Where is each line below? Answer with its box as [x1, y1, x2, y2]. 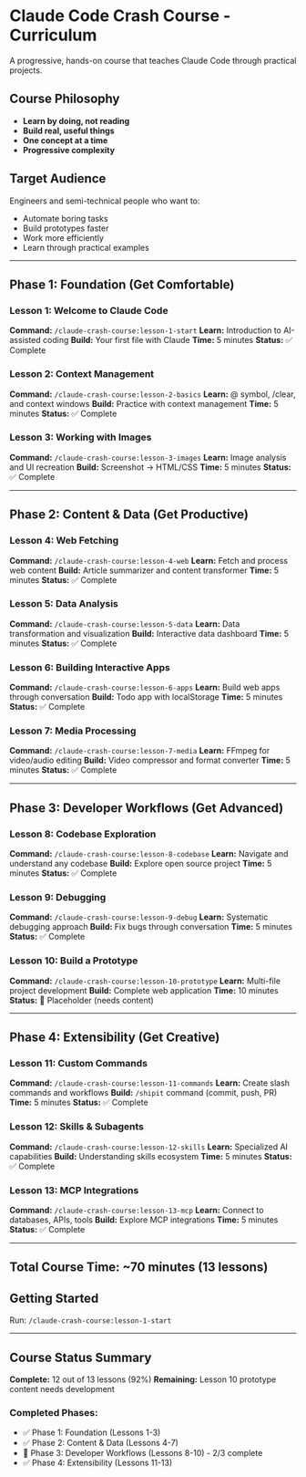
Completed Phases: [9, 1406, 98, 1419]
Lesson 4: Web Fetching [9, 535, 119, 547]
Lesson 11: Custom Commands [9, 1057, 148, 1070]
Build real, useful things [22, 125, 116, 136]
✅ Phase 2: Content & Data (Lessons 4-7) [22, 1438, 179, 1449]
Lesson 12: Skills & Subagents [9, 1120, 144, 1133]
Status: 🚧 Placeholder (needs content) [9, 994, 155, 1005]
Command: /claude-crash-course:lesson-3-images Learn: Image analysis [9, 452, 287, 463]
